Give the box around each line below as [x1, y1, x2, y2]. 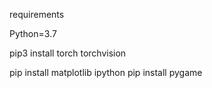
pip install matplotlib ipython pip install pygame [9, 67, 203, 78]
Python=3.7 [9, 28, 57, 39]
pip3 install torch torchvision [9, 47, 127, 59]
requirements [9, 9, 65, 20]
